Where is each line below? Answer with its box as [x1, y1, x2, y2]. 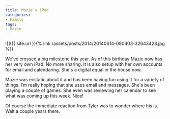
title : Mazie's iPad [5, 7, 49, 13]
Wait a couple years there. [5, 108, 60, 114]
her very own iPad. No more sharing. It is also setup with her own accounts [5, 61, 163, 67]
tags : [5, 21, 17, 27]
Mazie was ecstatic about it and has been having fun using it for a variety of [5, 77, 164, 83]
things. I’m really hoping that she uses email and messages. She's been [5, 82, 155, 88]
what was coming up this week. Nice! [5, 93, 84, 99]
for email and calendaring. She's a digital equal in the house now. [5, 67, 142, 73]
